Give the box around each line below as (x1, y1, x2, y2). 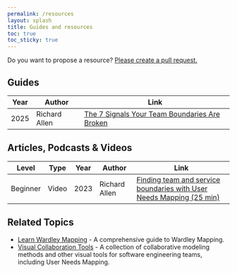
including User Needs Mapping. (17, 257, 110, 266)
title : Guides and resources (7, 23, 93, 30)
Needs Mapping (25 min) (136, 192, 220, 202)
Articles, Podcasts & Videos (7, 142, 133, 154)
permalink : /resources (7, 10, 74, 18)
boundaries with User (136, 183, 208, 193)
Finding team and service (136, 174, 221, 184)
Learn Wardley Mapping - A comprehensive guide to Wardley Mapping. (17, 235, 224, 243)
